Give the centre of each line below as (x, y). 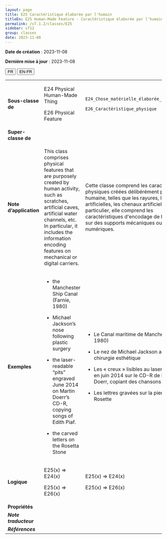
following (63, 336)
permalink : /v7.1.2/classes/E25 (39, 24)
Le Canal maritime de (119, 334)
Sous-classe (23, 101)
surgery (62, 348)
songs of (63, 415)
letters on (63, 439)
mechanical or (61, 257)
